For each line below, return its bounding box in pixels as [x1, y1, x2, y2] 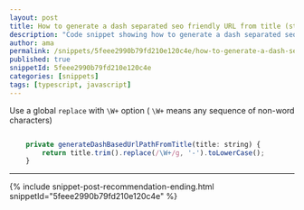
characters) [9, 114, 52, 125]
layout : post [9, 13, 59, 23]
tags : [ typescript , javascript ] [9, 80, 131, 89]
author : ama [9, 38, 54, 48]
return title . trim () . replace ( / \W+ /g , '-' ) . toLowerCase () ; [42, 148, 265, 158]
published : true [9, 55, 71, 64]
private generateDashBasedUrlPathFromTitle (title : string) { [25, 140, 261, 149]
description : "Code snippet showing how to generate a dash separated [9, 30, 281, 39]
